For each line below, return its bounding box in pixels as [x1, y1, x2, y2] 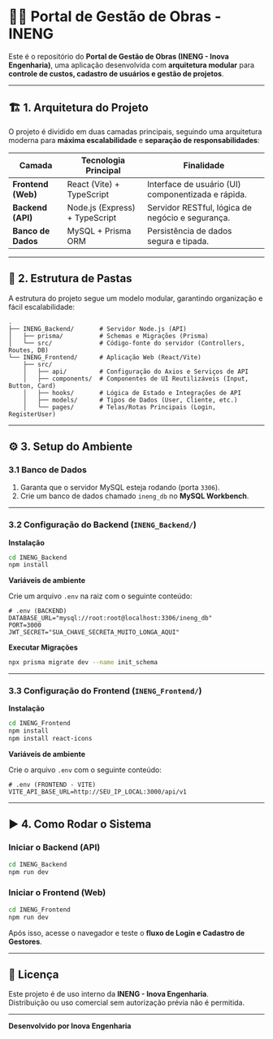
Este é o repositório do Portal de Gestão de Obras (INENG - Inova [8, 51, 229, 61]
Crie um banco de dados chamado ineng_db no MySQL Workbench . [19, 491, 249, 501]
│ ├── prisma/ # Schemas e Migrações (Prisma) [8, 332, 209, 340]
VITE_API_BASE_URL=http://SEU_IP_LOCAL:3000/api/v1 [8, 788, 187, 796]
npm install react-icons [8, 735, 93, 743]
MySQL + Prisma [67, 225, 132, 237]
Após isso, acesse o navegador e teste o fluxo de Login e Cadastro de [8, 928, 245, 937]
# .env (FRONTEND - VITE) [8, 780, 96, 789]
